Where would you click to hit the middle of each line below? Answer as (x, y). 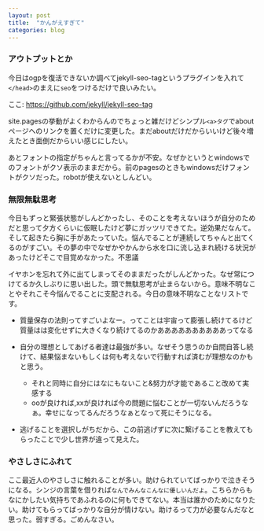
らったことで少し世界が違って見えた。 (81, 439)
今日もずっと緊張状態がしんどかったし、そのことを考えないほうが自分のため (132, 218)
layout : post (29, 15)
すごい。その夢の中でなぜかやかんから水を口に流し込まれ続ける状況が (142, 247)
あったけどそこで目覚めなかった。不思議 (73, 257)
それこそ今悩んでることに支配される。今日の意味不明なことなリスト (132, 293)
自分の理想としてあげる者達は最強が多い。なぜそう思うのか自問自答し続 (136, 346)
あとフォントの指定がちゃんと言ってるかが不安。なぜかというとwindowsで (129, 157)
